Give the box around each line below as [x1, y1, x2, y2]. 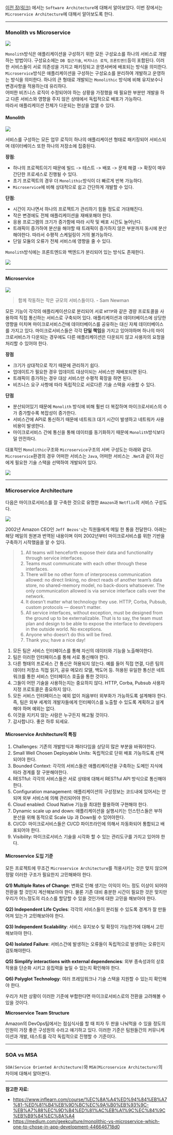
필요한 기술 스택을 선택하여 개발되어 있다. [14, 459, 98, 465]
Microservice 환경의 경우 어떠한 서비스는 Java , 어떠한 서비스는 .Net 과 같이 [5, 452, 154, 459]
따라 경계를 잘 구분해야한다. [12, 769, 68, 776]
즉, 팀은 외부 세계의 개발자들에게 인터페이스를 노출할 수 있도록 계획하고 [12, 699, 154, 705]
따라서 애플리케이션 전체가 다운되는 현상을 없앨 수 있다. [5, 102, 115, 109]
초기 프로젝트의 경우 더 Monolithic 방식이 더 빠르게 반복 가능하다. [12, 177, 143, 184]
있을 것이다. [5, 1000, 29, 1006]
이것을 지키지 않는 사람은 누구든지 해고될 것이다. [12, 712, 109, 718]
